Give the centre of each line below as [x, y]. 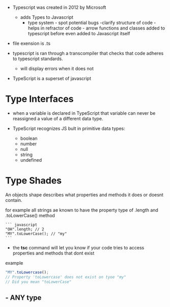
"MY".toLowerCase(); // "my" [36, 234]
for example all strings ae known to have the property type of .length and [82, 210]
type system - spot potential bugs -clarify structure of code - [92, 23]
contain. [14, 200]
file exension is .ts [32, 43]
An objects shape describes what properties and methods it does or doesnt [84, 195]
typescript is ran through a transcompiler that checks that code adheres [88, 53]
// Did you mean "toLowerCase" [38, 282]
